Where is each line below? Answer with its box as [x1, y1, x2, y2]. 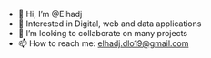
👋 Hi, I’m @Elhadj [17, 9, 83, 19]
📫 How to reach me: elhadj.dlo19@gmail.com [17, 38, 189, 49]
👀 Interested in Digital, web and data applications [17, 18, 202, 29]
